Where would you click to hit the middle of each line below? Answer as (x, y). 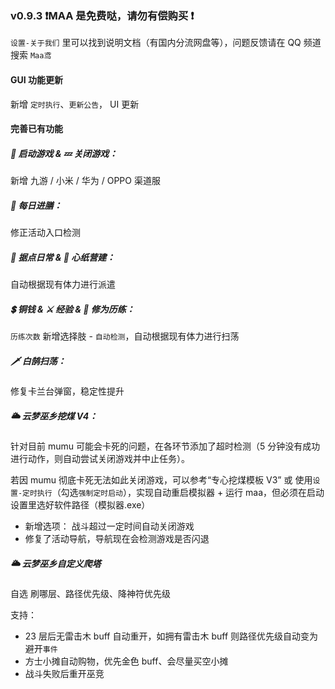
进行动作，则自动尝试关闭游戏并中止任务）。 (100, 458)
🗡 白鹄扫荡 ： (38, 361)
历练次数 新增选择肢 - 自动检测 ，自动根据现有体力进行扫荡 (125, 336)
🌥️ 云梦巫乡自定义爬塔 (56, 563)
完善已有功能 (36, 129)
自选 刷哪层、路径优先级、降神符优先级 (90, 593)
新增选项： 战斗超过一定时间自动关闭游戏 (109, 526)
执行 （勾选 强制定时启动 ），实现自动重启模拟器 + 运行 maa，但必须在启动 (180, 492)
